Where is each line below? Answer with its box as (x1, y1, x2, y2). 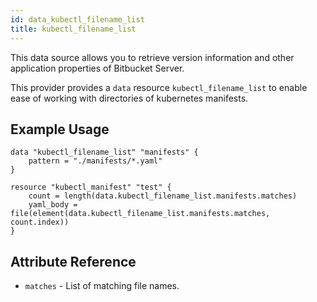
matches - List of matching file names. (24, 280, 180, 292)
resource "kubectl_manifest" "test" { (10, 182, 172, 193)
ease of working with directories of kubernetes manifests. (10, 92, 249, 104)
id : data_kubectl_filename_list (10, 14, 145, 25)
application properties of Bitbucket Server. (10, 62, 185, 74)
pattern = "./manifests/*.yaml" (28, 156, 163, 166)
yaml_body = (28, 200, 78, 210)
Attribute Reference (10, 253, 137, 270)
